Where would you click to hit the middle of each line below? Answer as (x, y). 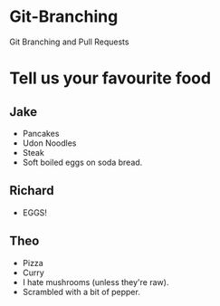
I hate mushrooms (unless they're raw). (96, 282)
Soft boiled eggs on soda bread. (82, 162)
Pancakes (41, 133)
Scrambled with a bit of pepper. (81, 292)
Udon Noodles (49, 143)
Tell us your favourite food (110, 78)
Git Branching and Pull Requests (69, 42)
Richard (32, 191)
